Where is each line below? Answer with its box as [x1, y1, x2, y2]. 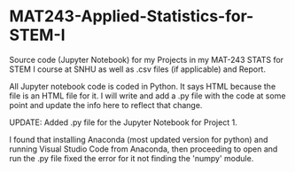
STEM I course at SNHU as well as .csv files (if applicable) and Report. [9, 64, 266, 74]
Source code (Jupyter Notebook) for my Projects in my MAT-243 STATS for [9, 54, 284, 65]
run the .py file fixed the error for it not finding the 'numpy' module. [9, 152, 254, 163]
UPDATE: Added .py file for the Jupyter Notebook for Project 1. [9, 117, 237, 128]
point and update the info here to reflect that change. [9, 99, 203, 110]
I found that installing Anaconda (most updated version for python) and [9, 134, 268, 145]
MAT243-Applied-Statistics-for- [9, 6, 254, 27]
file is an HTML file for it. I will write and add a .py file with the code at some [9, 90, 286, 101]
